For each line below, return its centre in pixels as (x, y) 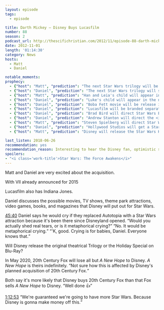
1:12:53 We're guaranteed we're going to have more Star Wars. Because (78, 297)
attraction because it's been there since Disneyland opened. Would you (78, 221)
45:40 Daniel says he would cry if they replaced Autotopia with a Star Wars (81, 215)
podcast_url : (18, 41)
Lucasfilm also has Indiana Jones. (39, 191)
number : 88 (16, 32)
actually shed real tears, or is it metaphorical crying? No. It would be (75, 226)
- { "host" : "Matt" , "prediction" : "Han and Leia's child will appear (82, 95)
